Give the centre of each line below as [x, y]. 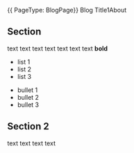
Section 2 [28, 126]
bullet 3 [28, 105]
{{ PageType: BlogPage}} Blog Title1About [67, 10]
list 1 [24, 62]
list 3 [24, 76]
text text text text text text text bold [58, 48]
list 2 [24, 69]
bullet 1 [27, 90]
